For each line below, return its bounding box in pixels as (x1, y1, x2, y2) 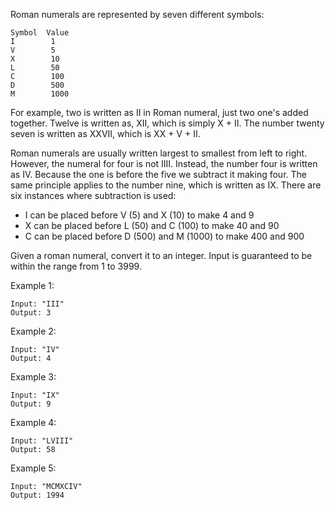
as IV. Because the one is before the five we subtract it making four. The (10, 169, 307, 180)
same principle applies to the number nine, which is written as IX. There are (10, 179, 322, 191)
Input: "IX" (10, 390, 60, 400)
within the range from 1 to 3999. (10, 260, 142, 272)
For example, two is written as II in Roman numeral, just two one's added (10, 107, 309, 118)
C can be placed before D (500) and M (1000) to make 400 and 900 (24, 230, 305, 242)
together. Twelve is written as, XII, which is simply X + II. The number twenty (10, 117, 325, 129)
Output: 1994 (10, 490, 65, 500)
